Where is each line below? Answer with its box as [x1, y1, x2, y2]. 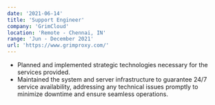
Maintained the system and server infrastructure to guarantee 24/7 [17, 75, 207, 83]
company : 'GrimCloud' [7, 23, 70, 30]
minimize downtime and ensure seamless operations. [17, 90, 169, 98]
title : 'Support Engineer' [7, 16, 85, 23]
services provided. [17, 68, 70, 76]
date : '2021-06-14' [7, 10, 63, 17]
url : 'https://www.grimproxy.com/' [7, 42, 110, 49]
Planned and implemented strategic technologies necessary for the [17, 61, 208, 69]
